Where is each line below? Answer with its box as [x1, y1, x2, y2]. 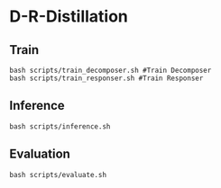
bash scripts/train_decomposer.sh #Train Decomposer [9, 66, 212, 75]
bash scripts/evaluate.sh [9, 170, 106, 179]
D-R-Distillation [9, 6, 129, 27]
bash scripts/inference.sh [9, 121, 111, 131]
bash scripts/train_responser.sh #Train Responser [9, 74, 204, 83]
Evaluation [9, 147, 70, 162]
